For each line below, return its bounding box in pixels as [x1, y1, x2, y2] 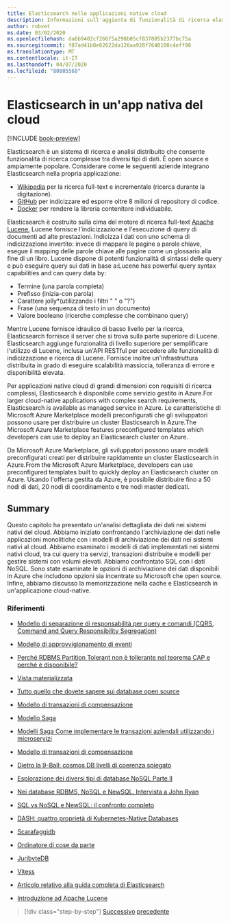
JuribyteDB [16, 854, 49, 862]
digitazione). [16, 190, 53, 198]
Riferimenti [7, 603, 45, 613]
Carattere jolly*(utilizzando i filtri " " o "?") [16, 297, 136, 306]
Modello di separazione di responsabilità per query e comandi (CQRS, [16, 619, 214, 627]
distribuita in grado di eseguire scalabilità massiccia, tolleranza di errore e [7, 361, 215, 369]
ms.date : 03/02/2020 [7, 29, 66, 36]
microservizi [16, 734, 53, 742]
